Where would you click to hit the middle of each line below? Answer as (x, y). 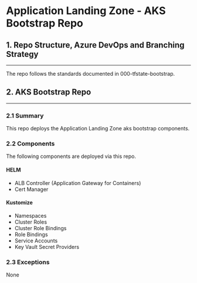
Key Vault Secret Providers (47, 247)
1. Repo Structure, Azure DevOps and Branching (95, 45)
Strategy (22, 54)
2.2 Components (30, 144)
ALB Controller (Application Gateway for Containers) (78, 183)
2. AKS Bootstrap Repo (49, 92)
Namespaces (30, 215)
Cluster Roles (31, 222)
